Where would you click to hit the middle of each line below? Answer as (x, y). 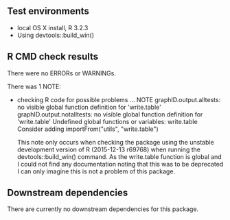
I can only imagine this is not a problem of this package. (96, 171)
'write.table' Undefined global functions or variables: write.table (107, 121)
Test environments (48, 11)
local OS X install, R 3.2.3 (53, 27)
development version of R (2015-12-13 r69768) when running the (109, 149)
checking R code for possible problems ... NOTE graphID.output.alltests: (119, 99)
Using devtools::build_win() (56, 35)
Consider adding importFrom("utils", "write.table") (88, 129)
